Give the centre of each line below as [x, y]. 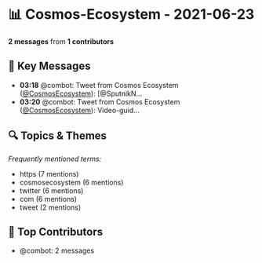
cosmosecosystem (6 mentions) [71, 182]
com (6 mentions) [48, 199]
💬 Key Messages [50, 66]
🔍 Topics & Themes [58, 136]
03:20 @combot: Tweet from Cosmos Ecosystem [100, 101]
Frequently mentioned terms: [55, 159]
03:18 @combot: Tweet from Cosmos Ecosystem [99, 85]
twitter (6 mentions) [51, 190]
